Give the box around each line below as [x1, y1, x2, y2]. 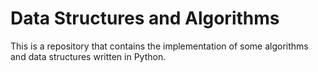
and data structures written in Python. [10, 50, 167, 62]
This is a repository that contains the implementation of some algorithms [10, 40, 309, 52]
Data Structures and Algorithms [10, 7, 280, 30]
